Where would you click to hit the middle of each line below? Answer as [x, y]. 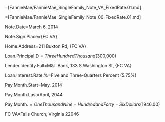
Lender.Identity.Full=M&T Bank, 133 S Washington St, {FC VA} [68, 66]
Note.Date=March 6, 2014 [31, 27]
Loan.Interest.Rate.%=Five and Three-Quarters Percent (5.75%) [71, 75]
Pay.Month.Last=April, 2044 [34, 95]
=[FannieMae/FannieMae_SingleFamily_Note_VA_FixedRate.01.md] [73, 7]
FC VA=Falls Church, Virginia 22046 [42, 114]
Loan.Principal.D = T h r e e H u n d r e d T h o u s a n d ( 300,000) [60, 56]
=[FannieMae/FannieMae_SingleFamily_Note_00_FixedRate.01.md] [73, 17]
